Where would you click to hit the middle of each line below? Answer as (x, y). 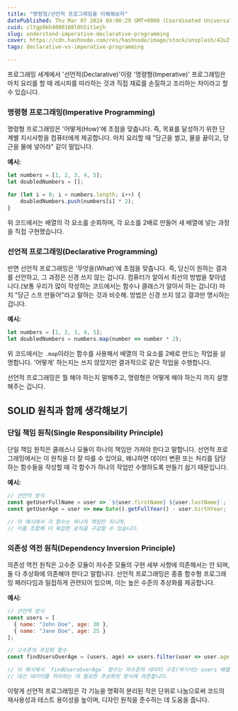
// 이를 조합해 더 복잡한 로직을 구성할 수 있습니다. (73, 528)
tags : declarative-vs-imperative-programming (75, 47)
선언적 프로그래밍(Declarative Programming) (83, 251)
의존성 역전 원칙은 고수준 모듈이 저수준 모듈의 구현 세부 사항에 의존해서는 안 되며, (119, 565)
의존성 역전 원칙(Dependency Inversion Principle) (91, 548)
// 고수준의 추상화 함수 (37, 651)
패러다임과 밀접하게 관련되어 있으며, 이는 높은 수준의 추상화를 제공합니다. (115, 582)
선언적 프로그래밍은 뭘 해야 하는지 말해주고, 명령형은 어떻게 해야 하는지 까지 (111, 377)
